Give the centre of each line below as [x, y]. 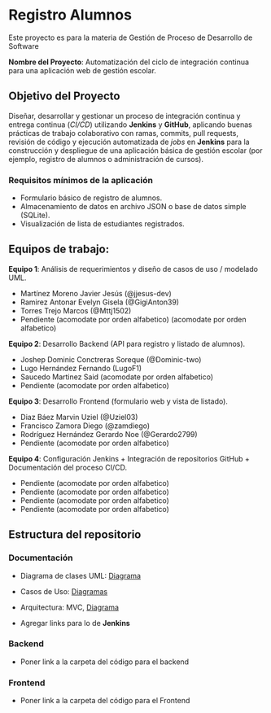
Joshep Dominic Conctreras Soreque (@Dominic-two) [111, 359]
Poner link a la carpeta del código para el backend [105, 662]
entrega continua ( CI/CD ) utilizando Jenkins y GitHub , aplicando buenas [130, 125]
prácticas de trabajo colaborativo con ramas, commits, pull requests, [123, 133]
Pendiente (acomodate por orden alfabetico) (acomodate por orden [133, 319]
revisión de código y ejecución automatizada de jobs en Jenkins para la [129, 142]
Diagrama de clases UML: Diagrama [80, 575]
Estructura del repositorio [75, 535]
